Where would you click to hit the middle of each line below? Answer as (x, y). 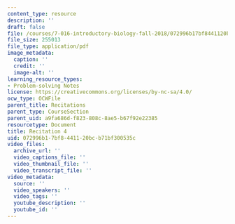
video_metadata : (31, 177)
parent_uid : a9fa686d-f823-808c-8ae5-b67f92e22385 (83, 118)
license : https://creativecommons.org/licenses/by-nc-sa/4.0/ (100, 92)
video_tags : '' (36, 197)
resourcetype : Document (42, 125)
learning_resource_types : (45, 79)
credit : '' (29, 66)
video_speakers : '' (42, 190)
